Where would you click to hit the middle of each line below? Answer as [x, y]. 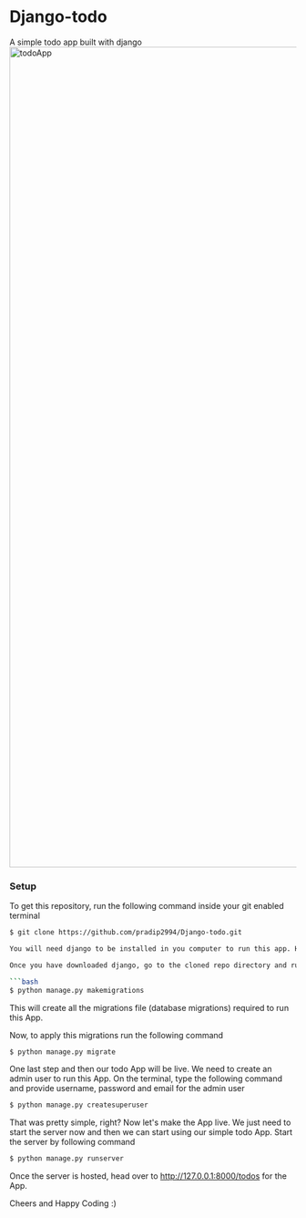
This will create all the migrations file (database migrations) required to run [149, 1007]
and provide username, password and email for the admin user [127, 1089]
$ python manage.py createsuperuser [79, 1105]
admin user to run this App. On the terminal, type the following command [146, 1079]
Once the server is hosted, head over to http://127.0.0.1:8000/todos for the [148, 1176]
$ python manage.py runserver [67, 1159]
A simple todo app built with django [76, 42]
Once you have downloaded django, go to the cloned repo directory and [148, 965]
